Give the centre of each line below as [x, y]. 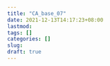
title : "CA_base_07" [37, 13]
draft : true [24, 52]
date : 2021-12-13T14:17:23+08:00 [55, 20]
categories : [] [29, 39]
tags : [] [20, 33]
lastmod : [20, 26]
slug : [15, 45]
